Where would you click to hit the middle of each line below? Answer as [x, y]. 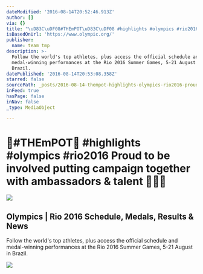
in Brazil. [17, 253]
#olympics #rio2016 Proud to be [88, 155]
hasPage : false [25, 96]
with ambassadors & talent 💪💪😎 [86, 181]
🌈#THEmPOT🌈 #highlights [73, 142]
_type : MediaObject [31, 107]
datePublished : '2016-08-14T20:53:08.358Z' [62, 74]
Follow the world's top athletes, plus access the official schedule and [92, 241]
